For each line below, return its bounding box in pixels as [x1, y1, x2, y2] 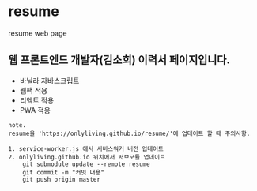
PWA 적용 [19, 105, 51, 114]
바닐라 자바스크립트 [19, 76, 80, 85]
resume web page [8, 28, 67, 38]
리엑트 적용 [19, 95, 55, 105]
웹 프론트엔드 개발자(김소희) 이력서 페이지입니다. [8, 54, 231, 67]
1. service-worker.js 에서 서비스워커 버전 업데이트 [8, 144, 164, 152]
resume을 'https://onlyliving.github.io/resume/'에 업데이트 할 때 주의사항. [8, 129, 251, 137]
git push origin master [22, 175, 101, 183]
